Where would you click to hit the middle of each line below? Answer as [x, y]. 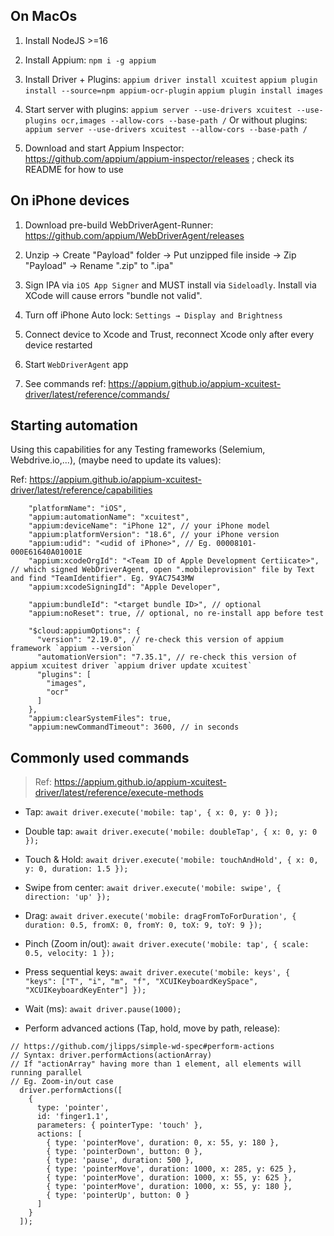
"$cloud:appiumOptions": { [84, 631]
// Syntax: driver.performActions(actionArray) [111, 1055]
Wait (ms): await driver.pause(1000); [103, 1009]
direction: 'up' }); [67, 897]
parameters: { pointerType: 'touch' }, [119, 1125]
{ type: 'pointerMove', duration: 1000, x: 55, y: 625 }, [169, 1178]
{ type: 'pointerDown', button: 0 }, [124, 1152]
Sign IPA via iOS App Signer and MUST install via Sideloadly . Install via [170, 285]
